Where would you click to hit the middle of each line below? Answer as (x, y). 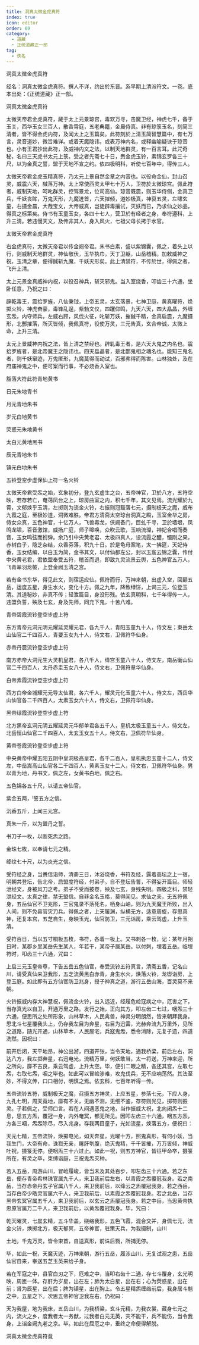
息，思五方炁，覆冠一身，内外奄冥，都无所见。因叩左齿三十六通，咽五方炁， (99, 1116)
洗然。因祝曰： (24, 1039)
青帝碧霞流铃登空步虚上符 (37, 614)
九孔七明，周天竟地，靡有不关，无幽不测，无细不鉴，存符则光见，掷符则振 (97, 1101)
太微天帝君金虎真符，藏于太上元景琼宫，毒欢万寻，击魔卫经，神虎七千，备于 (99, 119)
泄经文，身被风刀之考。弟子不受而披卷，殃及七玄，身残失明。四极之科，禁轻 (99, 889)
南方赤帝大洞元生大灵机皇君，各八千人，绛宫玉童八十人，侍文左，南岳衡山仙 (99, 660)
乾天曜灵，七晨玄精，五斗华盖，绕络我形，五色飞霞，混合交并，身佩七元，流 (99, 1221)
